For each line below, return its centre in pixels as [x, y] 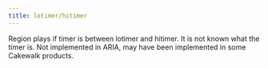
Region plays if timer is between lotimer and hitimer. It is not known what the [134, 38]
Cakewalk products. [41, 55]
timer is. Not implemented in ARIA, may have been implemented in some [127, 47]
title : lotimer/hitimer [48, 16]
